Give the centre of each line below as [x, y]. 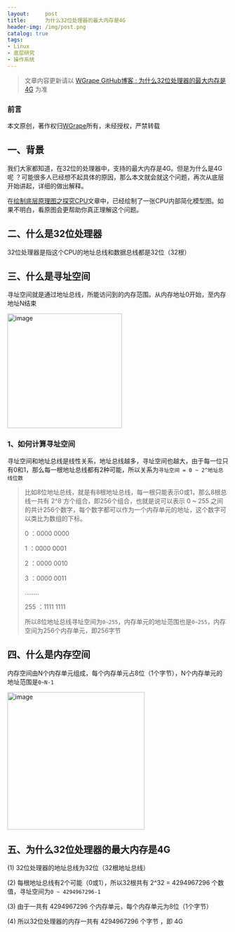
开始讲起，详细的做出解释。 [47, 186]
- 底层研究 [21, 53]
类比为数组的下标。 [58, 518]
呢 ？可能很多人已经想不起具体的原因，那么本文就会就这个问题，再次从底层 [116, 177]
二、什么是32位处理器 [55, 234]
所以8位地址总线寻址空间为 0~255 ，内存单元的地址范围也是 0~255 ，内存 [125, 621]
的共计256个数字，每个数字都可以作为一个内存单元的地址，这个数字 [122, 510]
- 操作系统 [21, 60]
